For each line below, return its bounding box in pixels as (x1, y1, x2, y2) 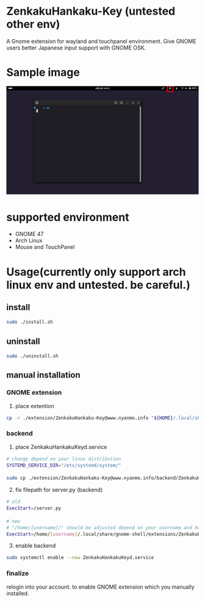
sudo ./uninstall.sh (6, 353, 59, 359)
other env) (6, 17, 60, 31)
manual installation (6, 370, 81, 381)
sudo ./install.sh (6, 319, 53, 325)
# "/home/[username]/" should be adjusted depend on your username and (6, 524, 192, 530)
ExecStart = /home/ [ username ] (6, 531, 78, 537)
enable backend (15, 542, 56, 549)
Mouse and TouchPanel (15, 243, 75, 251)
